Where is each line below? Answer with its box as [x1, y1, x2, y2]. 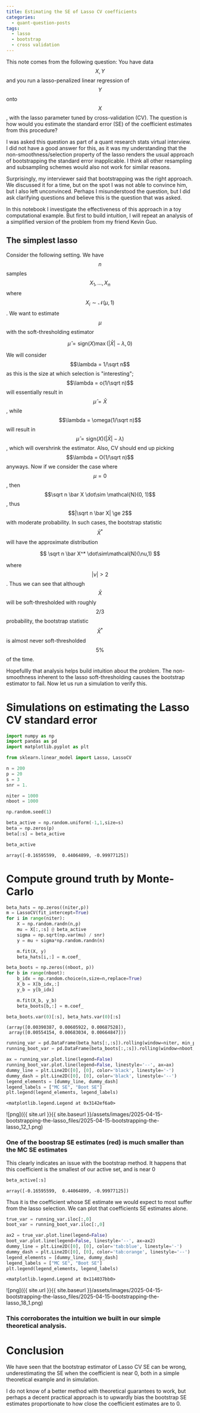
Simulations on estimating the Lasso [6, 701, 190, 714]
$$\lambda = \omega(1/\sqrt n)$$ [58, 417, 142, 424]
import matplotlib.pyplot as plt [6, 744, 89, 750]
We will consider [6, 352, 47, 359]
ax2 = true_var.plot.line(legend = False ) [6, 1233, 108, 1239]
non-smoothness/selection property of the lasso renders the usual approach [6, 151, 194, 158]
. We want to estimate [6, 310, 60, 317]
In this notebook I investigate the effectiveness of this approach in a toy [6, 205, 182, 212]
